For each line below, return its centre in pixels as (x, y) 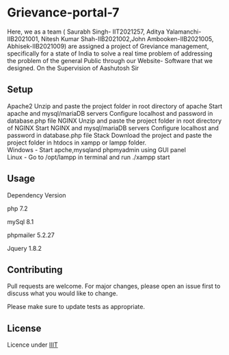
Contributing (35, 270)
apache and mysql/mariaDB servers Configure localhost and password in (110, 113)
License (24, 328)
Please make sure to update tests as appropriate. (76, 307)
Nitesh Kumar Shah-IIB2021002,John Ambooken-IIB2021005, (127, 38)
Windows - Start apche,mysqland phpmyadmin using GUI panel (97, 149)
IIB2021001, (23, 38)
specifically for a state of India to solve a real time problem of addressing (110, 53)
